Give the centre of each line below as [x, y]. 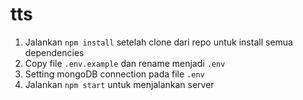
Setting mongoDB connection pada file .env [114, 74]
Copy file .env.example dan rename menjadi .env [125, 63]
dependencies [54, 52]
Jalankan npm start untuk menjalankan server [119, 84]
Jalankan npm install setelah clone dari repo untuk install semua [158, 42]
